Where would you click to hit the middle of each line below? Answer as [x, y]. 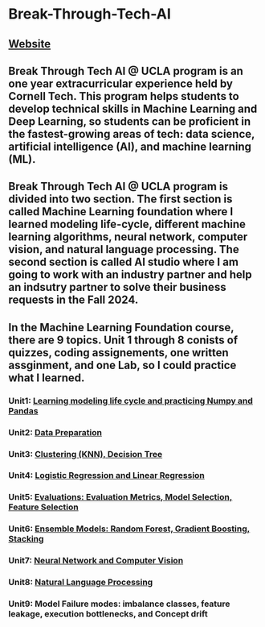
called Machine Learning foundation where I [121, 212]
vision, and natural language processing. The [124, 249]
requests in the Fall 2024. [73, 300]
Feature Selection [43, 507]
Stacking [26, 539]
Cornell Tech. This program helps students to [124, 96]
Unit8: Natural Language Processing [81, 583]
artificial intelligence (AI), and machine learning [130, 146]
